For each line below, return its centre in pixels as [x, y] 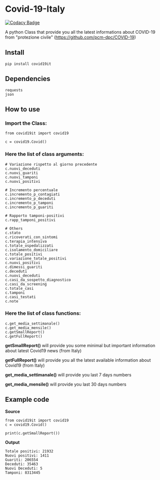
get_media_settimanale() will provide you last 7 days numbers [68, 374]
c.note [12, 301]
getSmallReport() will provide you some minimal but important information [80, 345]
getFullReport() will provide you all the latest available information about [78, 360]
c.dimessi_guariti [24, 267]
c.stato [13, 233]
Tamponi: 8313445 [23, 473]
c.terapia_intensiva [26, 241]
